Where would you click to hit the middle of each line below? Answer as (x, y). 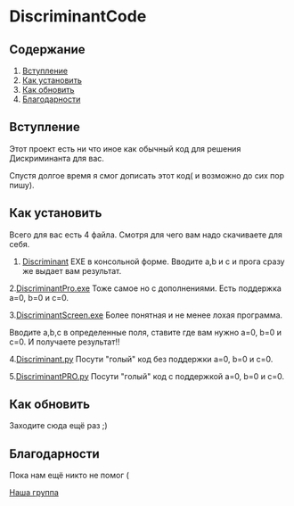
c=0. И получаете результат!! (65, 342)
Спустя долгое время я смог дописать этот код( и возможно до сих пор (147, 175)
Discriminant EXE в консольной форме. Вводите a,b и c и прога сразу (153, 261)
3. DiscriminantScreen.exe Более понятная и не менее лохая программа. (146, 315)
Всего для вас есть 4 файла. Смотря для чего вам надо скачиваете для (146, 235)
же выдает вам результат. (72, 270)
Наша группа (34, 493)
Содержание (48, 50)
